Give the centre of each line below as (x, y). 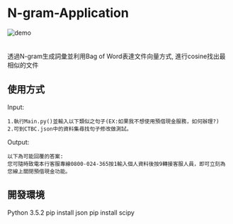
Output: (18, 142)
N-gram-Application (68, 13)
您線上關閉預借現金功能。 (39, 172)
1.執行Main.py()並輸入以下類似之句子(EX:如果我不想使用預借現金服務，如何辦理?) (113, 121)
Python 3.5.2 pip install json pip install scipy (71, 212)
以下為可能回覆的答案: (35, 156)
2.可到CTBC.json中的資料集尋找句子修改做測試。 (70, 129)
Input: (16, 107)
